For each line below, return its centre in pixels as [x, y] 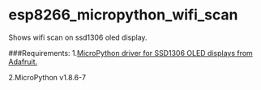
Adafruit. [23, 62]
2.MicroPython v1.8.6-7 [47, 77]
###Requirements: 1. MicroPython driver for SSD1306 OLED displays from [130, 53]
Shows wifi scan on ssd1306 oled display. [78, 37]
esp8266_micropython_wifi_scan [123, 15]
